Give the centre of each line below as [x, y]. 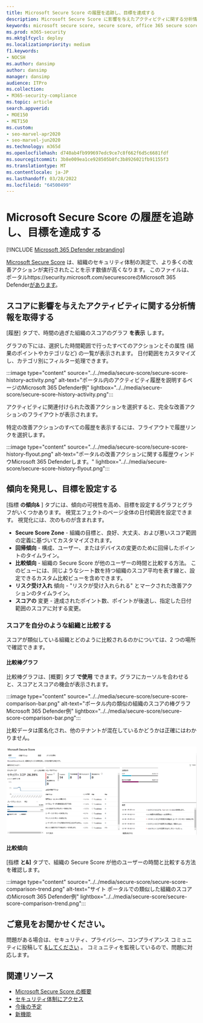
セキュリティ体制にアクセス [49, 999]
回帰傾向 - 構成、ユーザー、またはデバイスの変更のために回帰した [97, 548]
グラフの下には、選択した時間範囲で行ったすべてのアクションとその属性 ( [98, 346]
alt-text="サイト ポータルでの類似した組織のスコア [129, 889]
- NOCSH [16, 57]
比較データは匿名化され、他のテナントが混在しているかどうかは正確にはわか [101, 730]
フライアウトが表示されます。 [64, 414]
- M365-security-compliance [42, 96]
